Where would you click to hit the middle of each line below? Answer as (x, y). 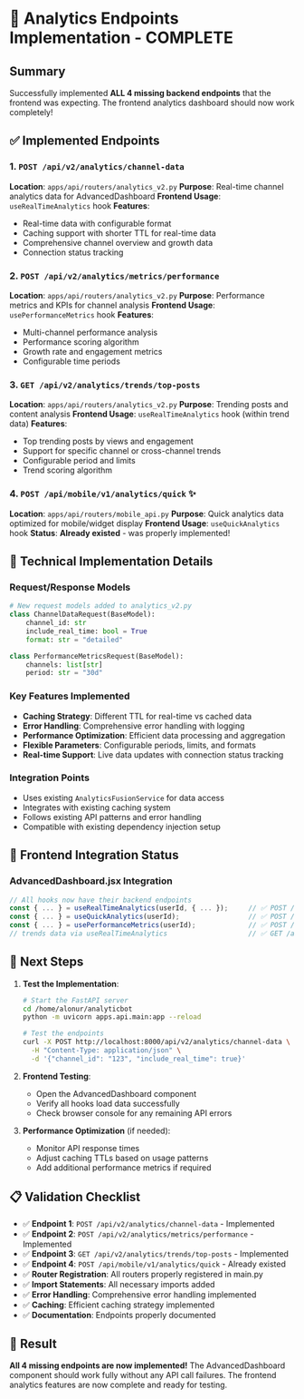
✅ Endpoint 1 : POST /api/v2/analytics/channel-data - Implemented (148, 1223)
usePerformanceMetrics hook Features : (81, 314)
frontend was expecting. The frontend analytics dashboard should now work (152, 103)
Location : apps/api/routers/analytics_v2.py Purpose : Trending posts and (149, 405)
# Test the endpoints (63, 1033)
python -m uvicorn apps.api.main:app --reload (112, 1017)
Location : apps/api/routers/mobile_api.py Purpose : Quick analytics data (147, 514)
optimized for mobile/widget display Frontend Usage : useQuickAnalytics (145, 523)
